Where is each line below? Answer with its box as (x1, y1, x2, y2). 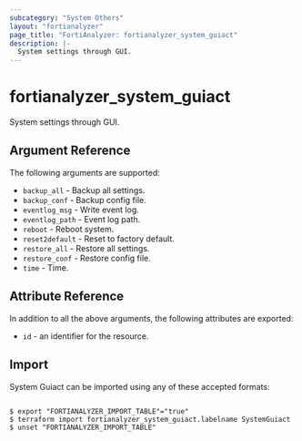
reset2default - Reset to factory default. (22, 233, 176, 244)
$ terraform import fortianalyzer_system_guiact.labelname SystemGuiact (9, 415, 291, 424)
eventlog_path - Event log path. (22, 213, 141, 224)
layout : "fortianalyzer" (9, 22, 104, 31)
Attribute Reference (9, 289, 125, 304)
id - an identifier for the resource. (22, 330, 149, 342)
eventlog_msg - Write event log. (22, 204, 139, 215)
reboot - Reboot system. (22, 223, 115, 234)
